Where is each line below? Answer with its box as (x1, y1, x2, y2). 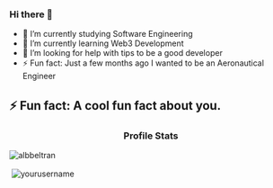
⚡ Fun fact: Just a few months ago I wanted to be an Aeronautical (22, 58, 265, 68)
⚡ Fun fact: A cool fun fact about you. (9, 98, 222, 113)
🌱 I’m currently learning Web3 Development (22, 38, 184, 49)
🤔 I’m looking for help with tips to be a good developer (22, 48, 223, 58)
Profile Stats (123, 130, 179, 142)
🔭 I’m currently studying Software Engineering (22, 29, 193, 40)
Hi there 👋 (9, 8, 54, 21)
